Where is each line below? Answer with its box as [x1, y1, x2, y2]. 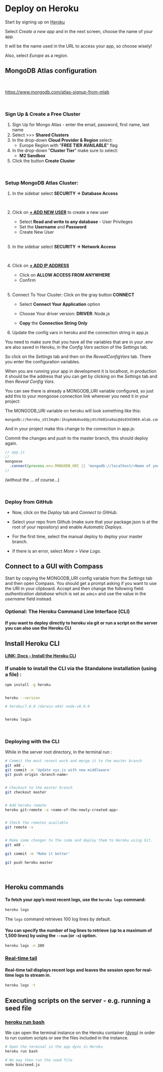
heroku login [5, 717, 32, 722]
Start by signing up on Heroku [5, 19, 65, 25]
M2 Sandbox [19, 153, 46, 159]
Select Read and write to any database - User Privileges [19, 219, 133, 225]
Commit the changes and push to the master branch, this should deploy [5, 435, 148, 441]
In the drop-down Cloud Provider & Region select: [12, 137, 113, 143]
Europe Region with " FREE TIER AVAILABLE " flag [19, 142, 118, 149]
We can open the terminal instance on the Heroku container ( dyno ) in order [5, 1030, 155, 1035]
